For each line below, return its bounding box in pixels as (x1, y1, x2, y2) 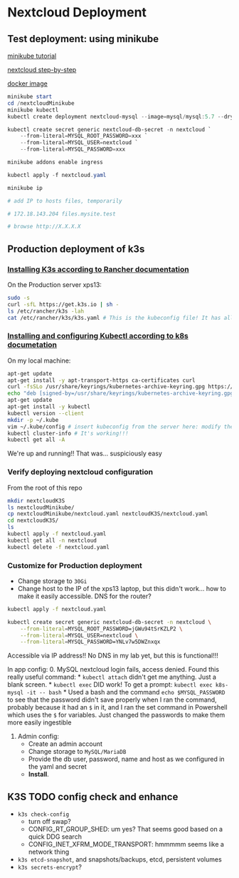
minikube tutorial (7, 51, 57, 60)
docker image (7, 79, 48, 88)
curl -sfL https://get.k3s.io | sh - (7, 301, 119, 308)
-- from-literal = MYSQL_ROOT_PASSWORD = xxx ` (20, 133, 148, 140)
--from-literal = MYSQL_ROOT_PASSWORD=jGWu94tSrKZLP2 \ (20, 625, 183, 632)
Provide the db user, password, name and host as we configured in (28, 755, 225, 764)
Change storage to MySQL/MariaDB (28, 747, 127, 756)
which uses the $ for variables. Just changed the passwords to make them (7, 711, 225, 720)
